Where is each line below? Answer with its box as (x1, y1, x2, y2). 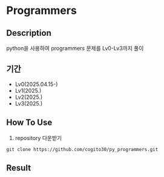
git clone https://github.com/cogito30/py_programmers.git (6, 146, 159, 152)
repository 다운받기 (15, 134, 62, 141)
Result (6, 163, 31, 173)
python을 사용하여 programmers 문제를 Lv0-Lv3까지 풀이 (6, 45, 144, 52)
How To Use (6, 118, 53, 128)
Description (6, 28, 51, 38)
